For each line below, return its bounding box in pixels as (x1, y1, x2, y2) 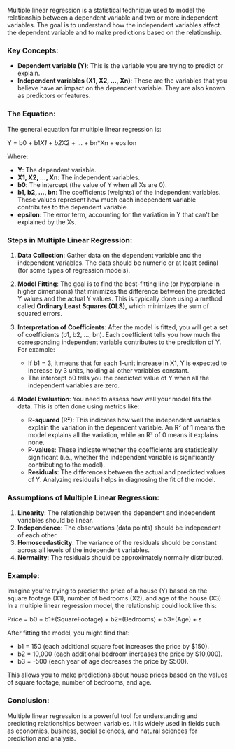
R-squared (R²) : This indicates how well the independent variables (27, 415, 220, 424)
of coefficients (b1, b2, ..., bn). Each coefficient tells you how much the (17, 330, 221, 338)
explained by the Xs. (17, 217, 77, 226)
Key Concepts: (7, 46, 59, 55)
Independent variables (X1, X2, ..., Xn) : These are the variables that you (17, 76, 227, 85)
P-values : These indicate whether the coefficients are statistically (27, 445, 218, 454)
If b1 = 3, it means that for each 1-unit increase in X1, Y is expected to (27, 359, 227, 367)
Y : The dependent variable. (17, 165, 97, 174)
